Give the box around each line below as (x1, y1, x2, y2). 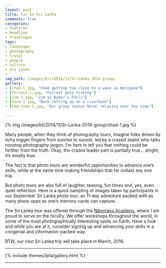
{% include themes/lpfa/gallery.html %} (5, 253, 85, 258)
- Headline (5, 30, 28, 35)
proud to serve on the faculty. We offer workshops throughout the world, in (5, 213, 158, 218)
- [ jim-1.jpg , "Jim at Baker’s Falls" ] (5, 95, 87, 100)
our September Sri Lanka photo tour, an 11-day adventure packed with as (5, 193, 154, 199)
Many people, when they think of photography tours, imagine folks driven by (5, 132, 161, 137)
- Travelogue (5, 35, 32, 40)
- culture (5, 62, 26, 67)
